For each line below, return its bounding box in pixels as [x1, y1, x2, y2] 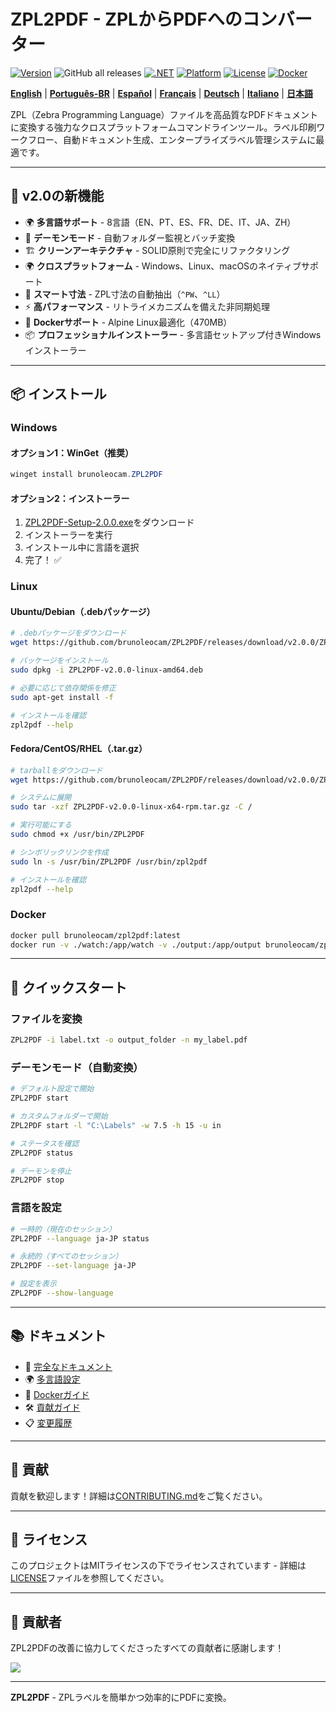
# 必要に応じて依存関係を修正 [10, 683, 117, 693]
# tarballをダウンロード [10, 765, 103, 775]
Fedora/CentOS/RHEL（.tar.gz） [10, 743, 148, 755]
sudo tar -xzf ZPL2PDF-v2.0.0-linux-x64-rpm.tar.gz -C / [10, 802, 253, 812]
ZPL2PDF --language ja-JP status [10, 1233, 150, 1244]
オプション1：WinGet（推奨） [10, 446, 135, 459]
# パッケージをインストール [10, 656, 109, 666]
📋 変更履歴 [24, 1416, 73, 1429]
